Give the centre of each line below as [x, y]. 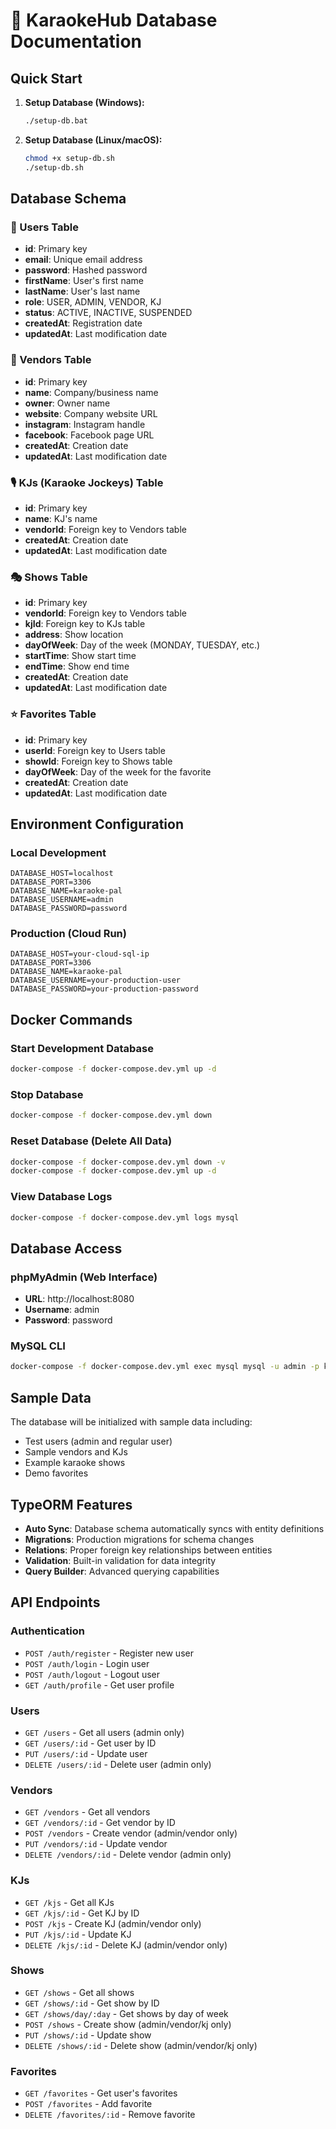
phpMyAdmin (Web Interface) [84, 1277]
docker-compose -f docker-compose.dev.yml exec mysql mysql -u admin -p [165, 1367]
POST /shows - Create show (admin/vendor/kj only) [128, 2024]
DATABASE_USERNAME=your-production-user [96, 980]
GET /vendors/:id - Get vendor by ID [100, 1823]
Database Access [66, 1248]
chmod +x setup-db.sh [69, 158]
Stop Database [47, 1094]
